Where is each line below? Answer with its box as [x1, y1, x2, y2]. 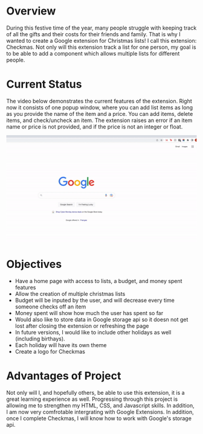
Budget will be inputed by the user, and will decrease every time [14, 297, 175, 304]
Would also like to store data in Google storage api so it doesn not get [14, 316, 188, 324]
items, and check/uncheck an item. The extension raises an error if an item [6, 116, 193, 124]
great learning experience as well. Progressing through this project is [6, 395, 178, 403]
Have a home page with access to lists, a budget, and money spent [14, 278, 182, 285]
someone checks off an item [14, 303, 86, 310]
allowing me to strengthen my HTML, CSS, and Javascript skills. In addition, [6, 402, 195, 409]
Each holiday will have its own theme [14, 342, 107, 349]
